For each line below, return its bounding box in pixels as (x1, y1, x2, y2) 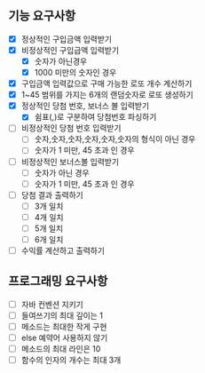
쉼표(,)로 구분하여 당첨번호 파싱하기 (34, 112, 157, 123)
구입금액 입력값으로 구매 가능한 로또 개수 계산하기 (20, 78, 193, 89)
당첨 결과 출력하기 (20, 189, 83, 200)
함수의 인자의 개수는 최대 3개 (20, 354, 122, 366)
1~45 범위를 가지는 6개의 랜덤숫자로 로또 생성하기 (20, 90, 194, 100)
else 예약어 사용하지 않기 (20, 332, 108, 344)
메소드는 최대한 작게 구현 (20, 321, 107, 331)
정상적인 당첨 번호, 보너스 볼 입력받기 (20, 100, 150, 111)
